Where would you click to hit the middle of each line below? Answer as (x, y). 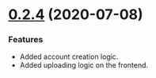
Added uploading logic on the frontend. (84, 65)
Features (26, 40)
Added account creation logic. (69, 57)
